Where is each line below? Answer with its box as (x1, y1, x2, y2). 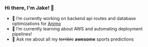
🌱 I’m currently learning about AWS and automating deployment (11, 26, 143, 32)
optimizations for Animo (11, 21, 61, 26)
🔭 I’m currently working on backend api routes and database (11, 16, 136, 22)
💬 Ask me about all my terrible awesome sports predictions (11, 36, 134, 42)
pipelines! (11, 31, 32, 37)
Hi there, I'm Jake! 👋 (4, 4, 54, 11)
